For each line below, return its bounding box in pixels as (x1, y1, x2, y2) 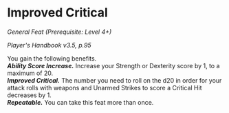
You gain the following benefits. (7, 54, 97, 63)
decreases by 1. (7, 91, 52, 99)
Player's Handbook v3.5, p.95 (7, 41, 91, 49)
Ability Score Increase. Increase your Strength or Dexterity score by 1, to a (7, 61, 220, 70)
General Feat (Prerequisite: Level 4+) (7, 28, 112, 36)
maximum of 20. (7, 69, 54, 77)
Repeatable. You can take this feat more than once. (7, 98, 154, 106)
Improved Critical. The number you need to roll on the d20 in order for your (7, 76, 222, 84)
